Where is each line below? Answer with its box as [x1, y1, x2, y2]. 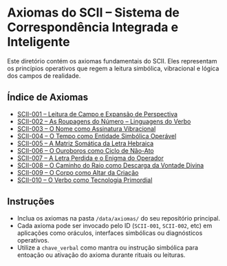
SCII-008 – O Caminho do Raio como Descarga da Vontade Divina [17, 161, 204, 170]
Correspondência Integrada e [7, 19, 179, 35]
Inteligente [7, 34, 70, 50]
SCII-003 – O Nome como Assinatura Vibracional [17, 124, 156, 132]
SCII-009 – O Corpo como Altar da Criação [17, 168, 139, 176]
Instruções [7, 196, 55, 207]
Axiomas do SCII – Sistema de [7, 5, 180, 21]
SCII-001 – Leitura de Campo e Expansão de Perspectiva [17, 110, 177, 118]
